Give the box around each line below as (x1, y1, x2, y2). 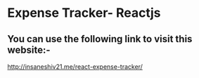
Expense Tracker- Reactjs (7, 5, 161, 21)
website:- (7, 44, 51, 56)
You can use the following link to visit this (7, 33, 193, 45)
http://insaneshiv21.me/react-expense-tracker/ (7, 63, 143, 71)
